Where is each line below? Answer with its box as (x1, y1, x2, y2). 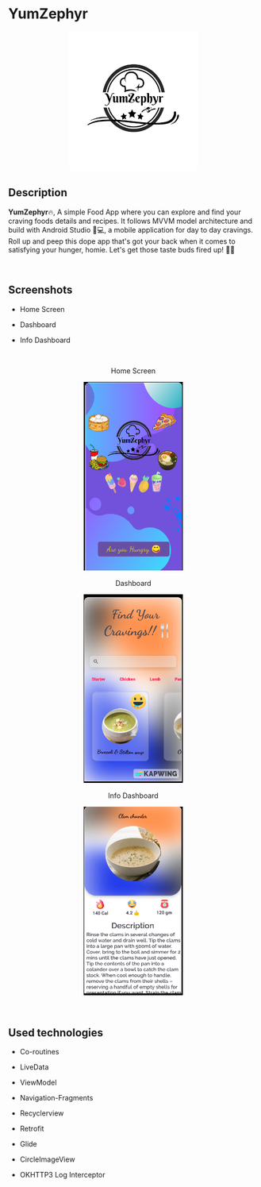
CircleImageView (19, 1154, 75, 1164)
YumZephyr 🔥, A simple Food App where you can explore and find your (8, 207, 241, 217)
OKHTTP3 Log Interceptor (19, 1170, 106, 1180)
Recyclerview (19, 1108, 64, 1118)
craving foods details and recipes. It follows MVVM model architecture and (8, 216, 252, 225)
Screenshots (8, 283, 73, 297)
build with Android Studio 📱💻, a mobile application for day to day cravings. (8, 225, 254, 234)
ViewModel (19, 1077, 57, 1088)
